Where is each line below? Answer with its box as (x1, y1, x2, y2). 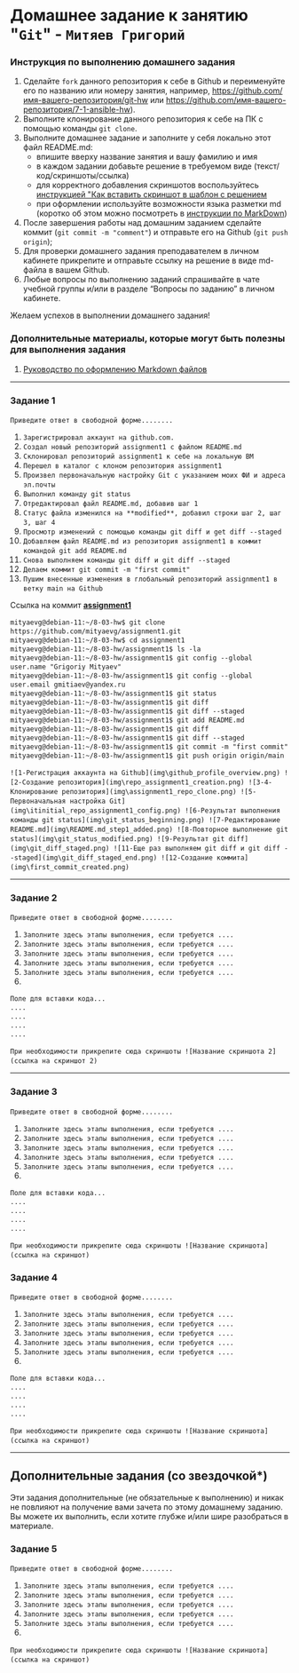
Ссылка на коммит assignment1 (10, 600, 132, 611)
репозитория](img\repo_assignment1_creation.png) (57, 778, 245, 787)
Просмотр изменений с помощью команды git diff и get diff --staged (22, 527, 282, 537)
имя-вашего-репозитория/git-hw (22, 95, 149, 106)
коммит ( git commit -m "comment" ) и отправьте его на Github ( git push (22, 227, 288, 238)
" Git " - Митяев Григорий (10, 24, 185, 44)
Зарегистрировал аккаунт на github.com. (22, 433, 175, 442)
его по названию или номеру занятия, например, (22, 85, 211, 96)
